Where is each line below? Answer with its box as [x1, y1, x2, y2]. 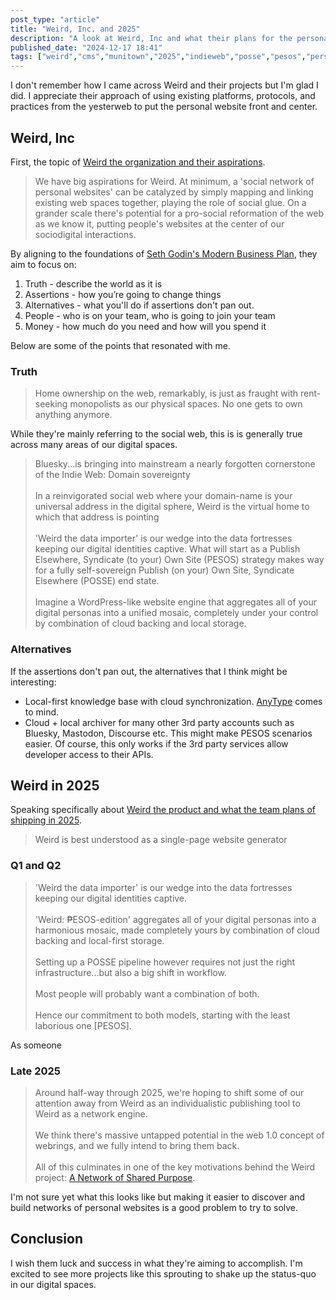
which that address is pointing [34, 511, 160, 523]
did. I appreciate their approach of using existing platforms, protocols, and [10, 90, 316, 102]
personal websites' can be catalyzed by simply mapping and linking [34, 186, 314, 198]
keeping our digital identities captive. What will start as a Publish [34, 543, 301, 555]
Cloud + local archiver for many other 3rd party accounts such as [24, 716, 295, 728]
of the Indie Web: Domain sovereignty [34, 469, 191, 481]
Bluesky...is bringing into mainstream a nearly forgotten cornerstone [34, 458, 316, 470]
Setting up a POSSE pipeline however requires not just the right [34, 956, 296, 968]
